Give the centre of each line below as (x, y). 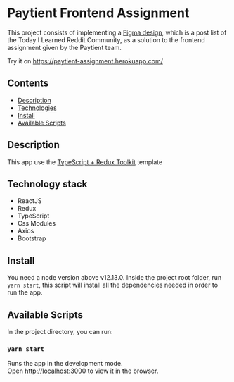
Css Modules (37, 223)
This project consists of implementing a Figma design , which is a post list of (117, 32)
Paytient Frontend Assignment (98, 13)
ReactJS (30, 201)
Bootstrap (32, 238)
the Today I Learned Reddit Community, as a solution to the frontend (106, 39)
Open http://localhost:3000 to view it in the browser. (83, 371)
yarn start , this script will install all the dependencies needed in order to (113, 285)
